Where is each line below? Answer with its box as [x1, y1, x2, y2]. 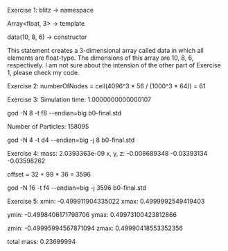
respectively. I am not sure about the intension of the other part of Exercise [7, 61, 222, 69]
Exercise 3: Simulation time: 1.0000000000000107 [7, 95, 151, 104]
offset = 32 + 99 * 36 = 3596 [7, 170, 91, 178]
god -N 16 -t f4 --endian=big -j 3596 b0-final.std [7, 184, 147, 192]
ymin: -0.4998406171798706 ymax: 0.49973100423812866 [7, 211, 177, 218]
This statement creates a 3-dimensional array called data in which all [7, 47, 204, 54]
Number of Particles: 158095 [7, 122, 89, 131]
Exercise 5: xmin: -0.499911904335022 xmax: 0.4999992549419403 [7, 197, 205, 205]
